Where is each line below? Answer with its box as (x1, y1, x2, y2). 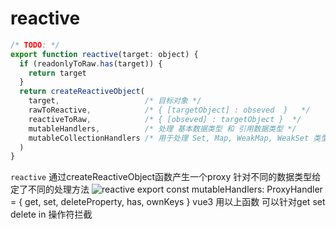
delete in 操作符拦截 (10, 208, 93, 221)
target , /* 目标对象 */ (28, 96, 202, 106)
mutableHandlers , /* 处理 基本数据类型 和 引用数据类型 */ (28, 123, 297, 134)
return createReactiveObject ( (19, 87, 145, 97)
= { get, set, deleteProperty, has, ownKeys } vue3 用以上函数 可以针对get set (10, 196, 326, 208)
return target (28, 68, 87, 78)
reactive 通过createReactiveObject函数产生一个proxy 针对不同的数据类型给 (10, 171, 322, 183)
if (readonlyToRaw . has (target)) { (19, 58, 163, 69)
